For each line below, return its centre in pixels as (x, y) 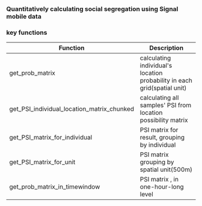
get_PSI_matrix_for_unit (42, 162)
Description (167, 48)
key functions (27, 32)
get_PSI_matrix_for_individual (51, 138)
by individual (158, 145)
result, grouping (162, 138)
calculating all (159, 98)
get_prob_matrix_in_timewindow (55, 187)
